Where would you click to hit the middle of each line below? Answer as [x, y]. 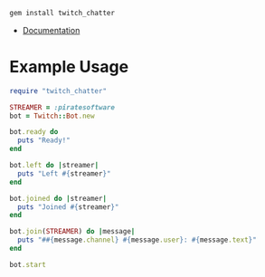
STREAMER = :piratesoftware [62, 107]
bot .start [28, 264]
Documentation [51, 30]
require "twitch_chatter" [58, 91]
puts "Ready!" [44, 140]
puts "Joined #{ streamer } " [68, 207]
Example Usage [69, 67]
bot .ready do [34, 132]
